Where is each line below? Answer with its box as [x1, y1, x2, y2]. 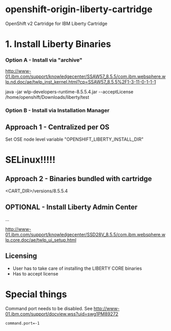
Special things [5, 288, 67, 300]
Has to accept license [12, 270, 59, 276]
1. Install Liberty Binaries [5, 38, 111, 50]
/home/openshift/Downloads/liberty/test [5, 94, 90, 100]
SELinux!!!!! [5, 154, 56, 166]
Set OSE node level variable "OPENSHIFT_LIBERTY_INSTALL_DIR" [5, 136, 144, 142]
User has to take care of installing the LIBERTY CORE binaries [12, 265, 142, 271]
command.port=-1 [5, 320, 40, 326]
